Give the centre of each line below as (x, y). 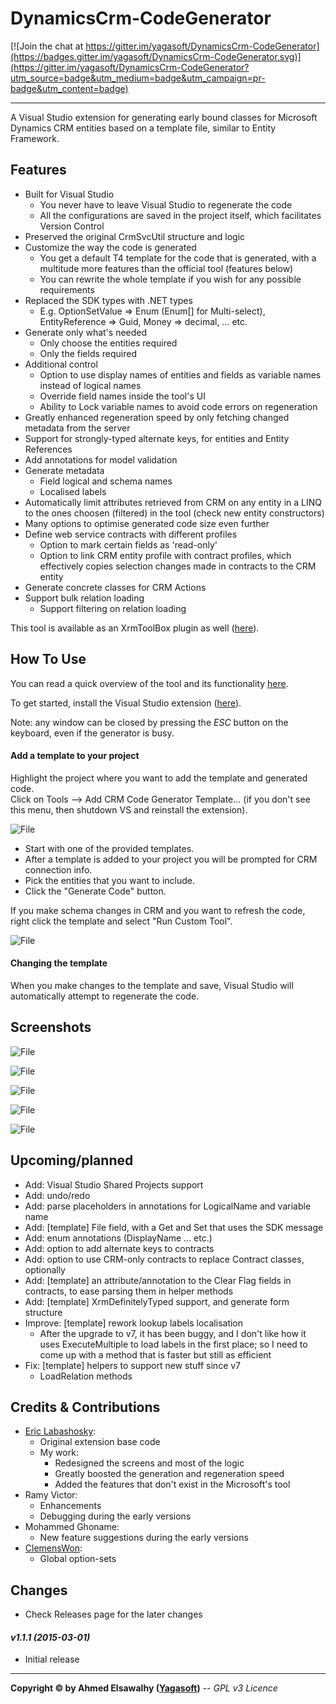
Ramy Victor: (51, 1495)
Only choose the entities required (108, 343)
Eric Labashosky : (60, 1431)
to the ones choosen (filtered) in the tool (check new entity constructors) (174, 513)
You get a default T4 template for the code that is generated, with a (178, 258)
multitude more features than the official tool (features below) (166, 268)
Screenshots (51, 1027)
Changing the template (59, 963)
